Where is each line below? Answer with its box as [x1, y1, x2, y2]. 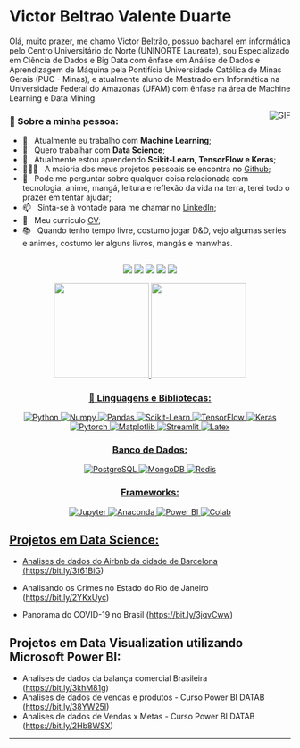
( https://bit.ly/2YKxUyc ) [21, 592, 110, 603]
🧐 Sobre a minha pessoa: [9, 114, 119, 127]
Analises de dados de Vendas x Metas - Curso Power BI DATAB [21, 711, 255, 722]
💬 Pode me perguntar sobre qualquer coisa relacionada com [21, 173, 248, 184]
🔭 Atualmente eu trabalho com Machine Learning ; [21, 136, 212, 146]
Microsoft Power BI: [9, 649, 121, 664]
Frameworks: [120, 486, 180, 499]
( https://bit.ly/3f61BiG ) [21, 565, 104, 577]
